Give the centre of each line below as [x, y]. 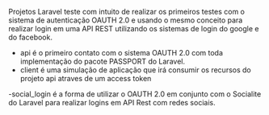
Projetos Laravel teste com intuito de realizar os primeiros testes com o [126, 12]
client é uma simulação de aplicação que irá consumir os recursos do [136, 70]
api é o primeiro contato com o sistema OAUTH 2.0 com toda [122, 53]
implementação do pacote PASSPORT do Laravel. [103, 61]
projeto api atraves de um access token [86, 78]
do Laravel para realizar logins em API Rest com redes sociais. [112, 103]
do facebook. [30, 37]
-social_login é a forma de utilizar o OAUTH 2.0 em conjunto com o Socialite [135, 94]
